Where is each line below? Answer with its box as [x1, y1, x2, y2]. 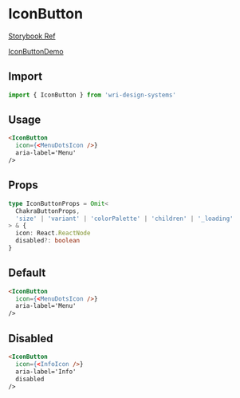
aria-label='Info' [15, 368, 77, 376]
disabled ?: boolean [15, 237, 81, 245]
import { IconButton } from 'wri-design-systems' [8, 91, 177, 99]
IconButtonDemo [8, 46, 64, 56]
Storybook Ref [8, 31, 56, 41]
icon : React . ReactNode [15, 229, 91, 238]
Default [8, 266, 46, 280]
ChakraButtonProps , [15, 207, 81, 215]
